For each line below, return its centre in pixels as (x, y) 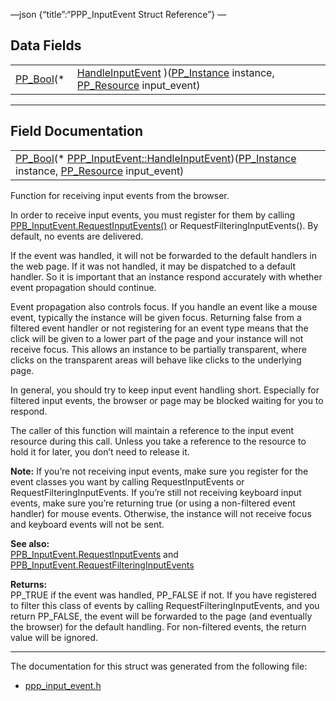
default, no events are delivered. (77, 236)
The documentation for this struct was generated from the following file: (159, 666)
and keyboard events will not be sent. (87, 524)
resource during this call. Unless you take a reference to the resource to (158, 441)
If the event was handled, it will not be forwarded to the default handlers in (163, 255)
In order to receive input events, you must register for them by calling (153, 215)
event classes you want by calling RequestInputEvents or (127, 481)
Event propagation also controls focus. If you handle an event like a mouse (164, 306)
